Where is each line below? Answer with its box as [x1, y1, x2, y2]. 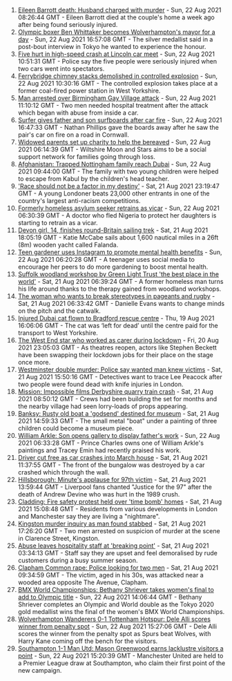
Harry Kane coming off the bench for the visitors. [17, 637, 158, 645]
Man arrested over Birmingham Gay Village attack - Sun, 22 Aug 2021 [17, 94, 216, 102]
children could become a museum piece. [17, 424, 134, 432]
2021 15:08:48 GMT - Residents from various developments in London [17, 505, 218, 513]
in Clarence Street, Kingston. [17, 535, 100, 542]
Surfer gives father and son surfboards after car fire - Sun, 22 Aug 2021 [17, 116, 222, 124]
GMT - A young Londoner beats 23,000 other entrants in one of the [17, 189, 210, 198]
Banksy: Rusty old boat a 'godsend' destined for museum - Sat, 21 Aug [17, 410, 220, 417]
